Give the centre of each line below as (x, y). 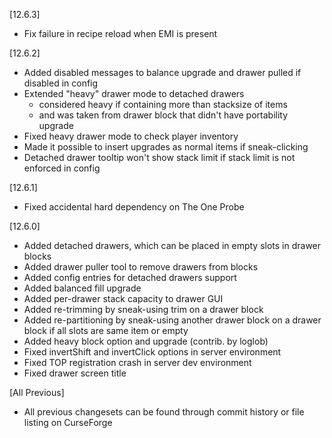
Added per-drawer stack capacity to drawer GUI (123, 298)
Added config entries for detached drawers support (130, 277)
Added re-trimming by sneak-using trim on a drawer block (143, 309)
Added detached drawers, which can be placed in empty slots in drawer (172, 245)
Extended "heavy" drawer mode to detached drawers (134, 93)
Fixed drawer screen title (75, 373)
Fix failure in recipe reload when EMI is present (120, 33)
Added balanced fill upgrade (82, 288)
